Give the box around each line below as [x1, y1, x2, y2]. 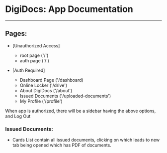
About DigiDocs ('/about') [19, 87, 73, 93]
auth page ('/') [19, 57, 50, 63]
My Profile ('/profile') [19, 98, 63, 104]
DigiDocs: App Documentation [5, 3, 133, 15]
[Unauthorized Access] [12, 42, 60, 48]
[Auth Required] [12, 67, 45, 73]
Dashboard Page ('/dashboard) [19, 77, 83, 83]
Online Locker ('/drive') [19, 82, 68, 88]
